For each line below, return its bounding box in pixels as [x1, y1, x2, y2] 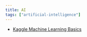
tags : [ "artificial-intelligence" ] [5, 12, 81, 17]
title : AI [5, 7, 26, 13]
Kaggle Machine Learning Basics [12, 26, 82, 32]
